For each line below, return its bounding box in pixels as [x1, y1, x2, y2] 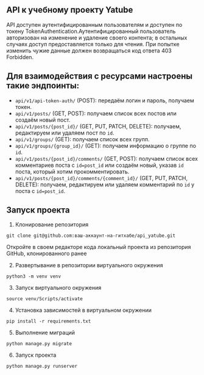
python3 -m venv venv [6, 273, 62, 279]
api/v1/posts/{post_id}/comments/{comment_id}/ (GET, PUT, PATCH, [15, 174, 188, 181]
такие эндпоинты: [6, 80, 80, 91]
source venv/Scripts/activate [6, 296, 83, 302]
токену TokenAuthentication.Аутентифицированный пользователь [6, 27, 176, 35]
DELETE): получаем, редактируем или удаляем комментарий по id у [15, 181, 195, 188]
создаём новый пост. [15, 116, 71, 124]
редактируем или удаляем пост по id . [15, 129, 114, 136]
